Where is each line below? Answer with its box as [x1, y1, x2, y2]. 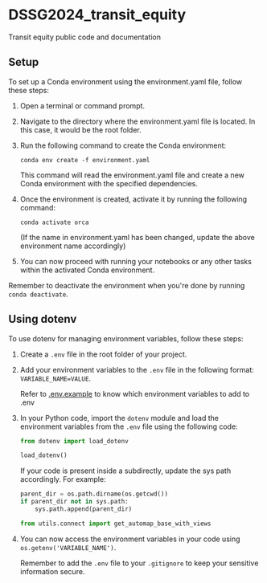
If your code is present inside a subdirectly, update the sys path [19, 466, 232, 475]
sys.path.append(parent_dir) [35, 505, 133, 513]
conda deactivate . [8, 289, 68, 299]
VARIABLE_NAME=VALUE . [19, 373, 91, 383]
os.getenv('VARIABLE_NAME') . [19, 542, 117, 552]
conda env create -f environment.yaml [19, 156, 150, 164]
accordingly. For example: [19, 475, 106, 484]
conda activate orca [19, 218, 89, 226]
